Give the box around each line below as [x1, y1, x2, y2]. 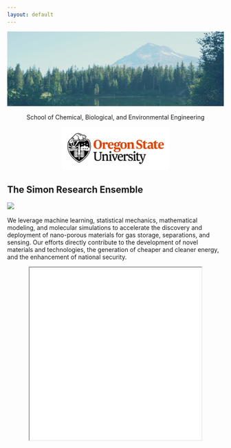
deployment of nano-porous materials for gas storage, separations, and [7, 231, 210, 240]
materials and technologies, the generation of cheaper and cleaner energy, [7, 246, 219, 254]
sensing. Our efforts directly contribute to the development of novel [7, 238, 198, 246]
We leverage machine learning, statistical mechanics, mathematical [7, 216, 198, 224]
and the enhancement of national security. [7, 253, 127, 262]
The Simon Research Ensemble [7, 184, 143, 195]
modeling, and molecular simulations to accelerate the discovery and [7, 224, 203, 232]
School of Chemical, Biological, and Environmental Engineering [26, 113, 205, 121]
